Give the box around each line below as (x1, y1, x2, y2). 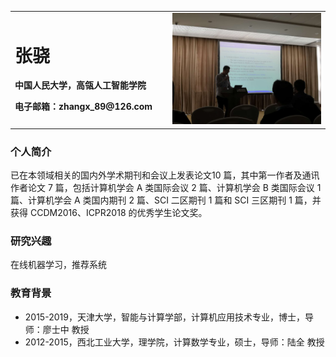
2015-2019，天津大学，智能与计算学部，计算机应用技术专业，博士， (24, 311, 305, 323)
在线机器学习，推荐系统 (10, 259, 107, 271)
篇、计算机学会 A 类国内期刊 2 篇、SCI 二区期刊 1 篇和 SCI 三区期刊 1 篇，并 (10, 194, 322, 206)
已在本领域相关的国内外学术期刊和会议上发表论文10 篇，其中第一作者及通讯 (10, 169, 320, 181)
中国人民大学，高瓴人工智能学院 (14, 79, 147, 91)
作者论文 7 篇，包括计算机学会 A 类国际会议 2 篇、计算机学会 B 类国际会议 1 (10, 182, 322, 194)
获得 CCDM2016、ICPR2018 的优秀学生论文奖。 (10, 207, 208, 219)
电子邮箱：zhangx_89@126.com (14, 101, 153, 113)
